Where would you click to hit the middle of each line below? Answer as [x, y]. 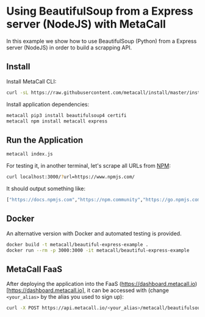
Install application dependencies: [48, 104]
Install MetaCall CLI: [31, 81]
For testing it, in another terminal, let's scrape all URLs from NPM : [88, 166]
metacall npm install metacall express [57, 121]
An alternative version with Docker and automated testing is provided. [94, 233]
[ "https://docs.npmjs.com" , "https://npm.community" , [75, 199]
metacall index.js [30, 154]
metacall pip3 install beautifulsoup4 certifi [67, 115]
